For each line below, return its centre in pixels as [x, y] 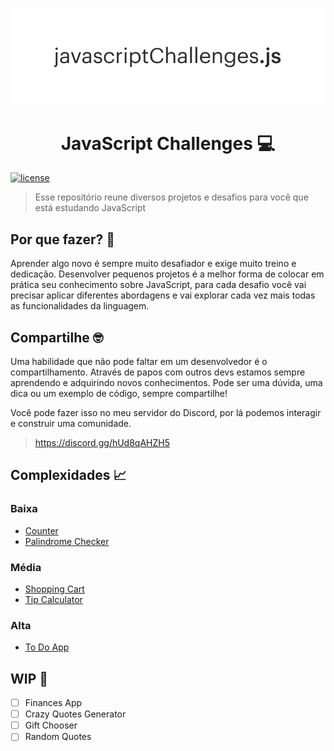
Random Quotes [58, 737]
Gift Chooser [51, 725]
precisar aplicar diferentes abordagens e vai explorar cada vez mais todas [163, 295]
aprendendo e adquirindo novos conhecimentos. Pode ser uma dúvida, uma [166, 382]
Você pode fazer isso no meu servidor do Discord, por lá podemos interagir [166, 412]
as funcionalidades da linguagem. [80, 306]
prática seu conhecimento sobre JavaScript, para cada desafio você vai [158, 285]
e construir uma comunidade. [71, 423]
